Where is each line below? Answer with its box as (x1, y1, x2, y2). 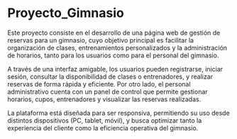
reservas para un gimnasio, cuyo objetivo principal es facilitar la (7, 35, 194, 44)
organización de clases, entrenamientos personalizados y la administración (7, 43, 228, 52)
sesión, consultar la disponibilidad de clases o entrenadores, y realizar (7, 72, 214, 81)
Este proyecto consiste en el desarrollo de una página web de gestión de (7, 28, 221, 37)
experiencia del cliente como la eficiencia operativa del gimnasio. (7, 123, 199, 132)
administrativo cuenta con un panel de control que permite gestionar (7, 87, 208, 96)
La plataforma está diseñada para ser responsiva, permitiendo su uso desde (7, 109, 231, 117)
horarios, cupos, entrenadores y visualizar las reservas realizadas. (7, 94, 202, 104)
